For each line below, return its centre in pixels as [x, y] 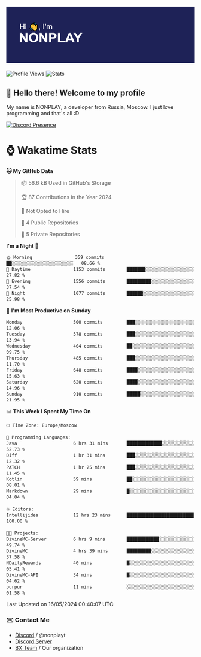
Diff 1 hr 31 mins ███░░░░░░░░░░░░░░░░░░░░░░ [100, 455]
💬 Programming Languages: [38, 437]
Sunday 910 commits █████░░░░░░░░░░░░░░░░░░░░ [100, 394]
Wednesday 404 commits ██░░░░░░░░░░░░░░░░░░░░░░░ [100, 346]
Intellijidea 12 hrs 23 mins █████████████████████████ [100, 515]
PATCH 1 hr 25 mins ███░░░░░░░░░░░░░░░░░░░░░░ [100, 467]
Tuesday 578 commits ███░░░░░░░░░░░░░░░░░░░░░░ [100, 334]
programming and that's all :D [43, 113]
